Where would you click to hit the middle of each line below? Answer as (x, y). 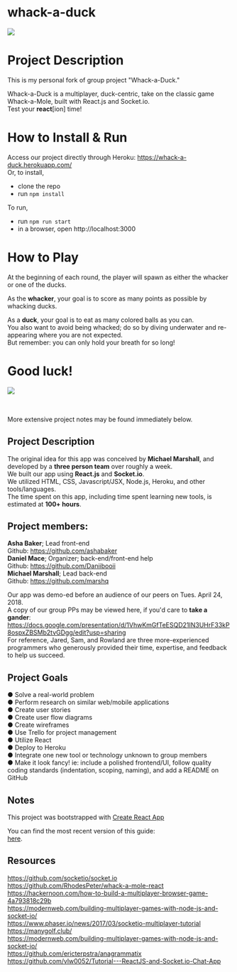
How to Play (43, 257)
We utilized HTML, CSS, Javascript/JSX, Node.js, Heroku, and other (106, 481)
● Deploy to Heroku (37, 747)
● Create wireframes (38, 725)
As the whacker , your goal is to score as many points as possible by (107, 298)
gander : (19, 617)
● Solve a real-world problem (51, 695)
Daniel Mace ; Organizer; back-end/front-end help (81, 558)
